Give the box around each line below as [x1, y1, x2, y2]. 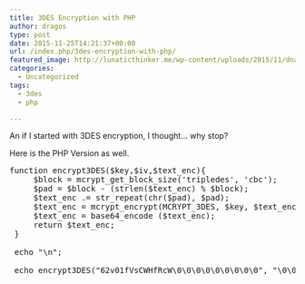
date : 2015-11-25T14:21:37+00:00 [9, 38, 136, 48]
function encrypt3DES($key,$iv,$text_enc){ [9, 165, 206, 176]
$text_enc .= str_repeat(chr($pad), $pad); [33, 192, 230, 203]
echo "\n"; [14, 247, 63, 258]
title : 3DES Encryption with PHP [9, 13, 136, 23]
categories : [9, 64, 54, 73]
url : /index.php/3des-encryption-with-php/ [9, 47, 177, 56]
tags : [9, 81, 30, 90]
